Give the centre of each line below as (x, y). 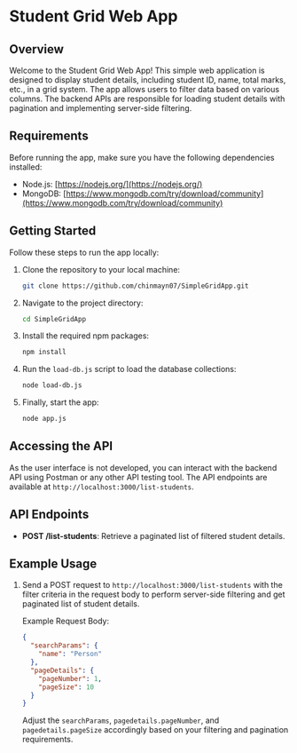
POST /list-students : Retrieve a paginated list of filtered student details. (153, 535)
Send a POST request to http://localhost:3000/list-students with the (152, 585)
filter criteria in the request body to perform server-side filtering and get (153, 594)
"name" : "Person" (70, 654)
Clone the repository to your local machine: (101, 269)
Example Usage (53, 564)
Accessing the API (61, 446)
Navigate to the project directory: (82, 303)
